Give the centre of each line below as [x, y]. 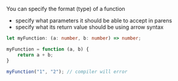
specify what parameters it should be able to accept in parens [94, 20]
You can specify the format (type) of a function [66, 9]
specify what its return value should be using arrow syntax [89, 27]
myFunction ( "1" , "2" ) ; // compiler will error [67, 72]
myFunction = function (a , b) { [48, 49]
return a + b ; [35, 55]
